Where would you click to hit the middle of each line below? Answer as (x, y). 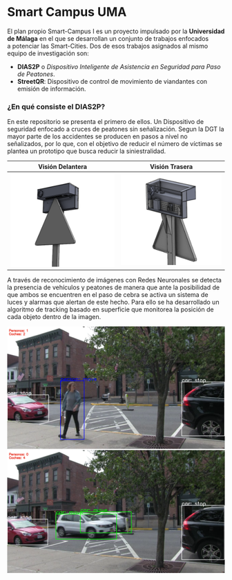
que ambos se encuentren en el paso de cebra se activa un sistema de (108, 294)
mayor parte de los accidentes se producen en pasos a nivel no (97, 136)
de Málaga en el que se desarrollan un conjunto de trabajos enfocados (108, 38)
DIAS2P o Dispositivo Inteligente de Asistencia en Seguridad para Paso (119, 66)
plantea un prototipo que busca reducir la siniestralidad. (87, 151)
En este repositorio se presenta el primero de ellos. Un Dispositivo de (106, 122)
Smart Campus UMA (67, 12)
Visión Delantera (62, 166)
